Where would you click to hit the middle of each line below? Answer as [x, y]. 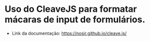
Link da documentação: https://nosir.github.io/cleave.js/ [69, 33]
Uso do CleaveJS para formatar [71, 9]
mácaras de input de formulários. [75, 20]
